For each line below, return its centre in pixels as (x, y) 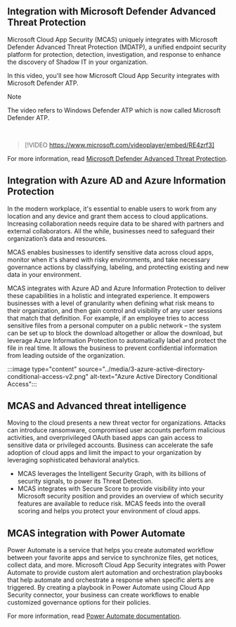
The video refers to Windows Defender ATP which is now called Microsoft (114, 110)
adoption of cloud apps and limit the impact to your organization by (104, 453)
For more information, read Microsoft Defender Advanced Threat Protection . (118, 158)
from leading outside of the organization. (66, 355)
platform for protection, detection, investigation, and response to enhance (114, 54)
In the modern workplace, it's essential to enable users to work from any (112, 208)
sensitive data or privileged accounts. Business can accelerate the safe (110, 445)
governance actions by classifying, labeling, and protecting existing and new (118, 267)
